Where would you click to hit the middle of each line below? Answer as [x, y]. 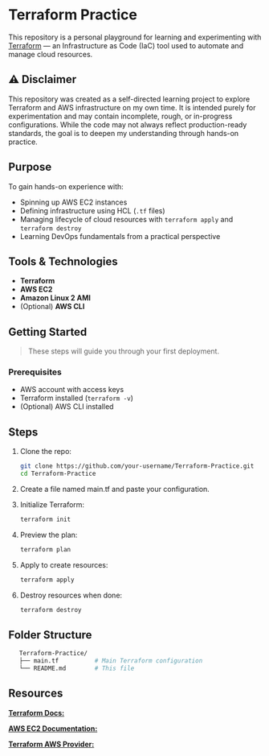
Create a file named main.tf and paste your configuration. [115, 490]
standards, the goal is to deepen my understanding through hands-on [124, 133]
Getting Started [48, 332]
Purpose [30, 167]
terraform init [45, 520]
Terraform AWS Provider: [51, 744]
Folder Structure [50, 635]
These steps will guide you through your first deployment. [123, 351]
